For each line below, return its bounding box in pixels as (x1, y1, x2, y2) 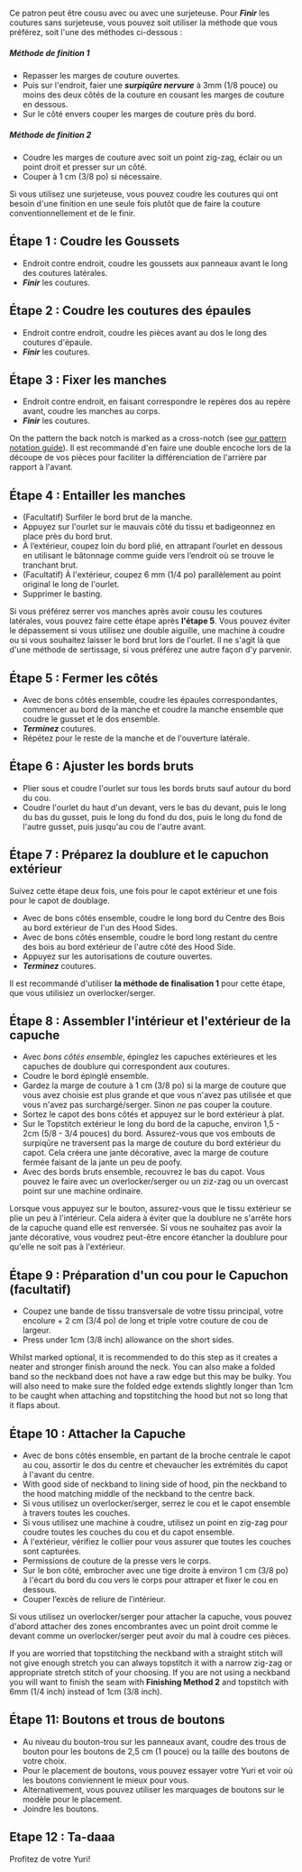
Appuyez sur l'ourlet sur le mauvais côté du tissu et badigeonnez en (22, 521, 276, 532)
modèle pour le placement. (22, 1794, 123, 1804)
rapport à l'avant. (9, 462, 74, 473)
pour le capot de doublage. (9, 895, 110, 906)
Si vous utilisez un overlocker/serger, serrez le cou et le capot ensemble (22, 1498, 291, 1509)
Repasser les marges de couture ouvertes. (22, 69, 180, 80)
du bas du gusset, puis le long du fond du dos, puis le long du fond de (22, 811, 283, 822)
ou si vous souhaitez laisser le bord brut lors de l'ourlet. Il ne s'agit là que (9, 635, 281, 646)
